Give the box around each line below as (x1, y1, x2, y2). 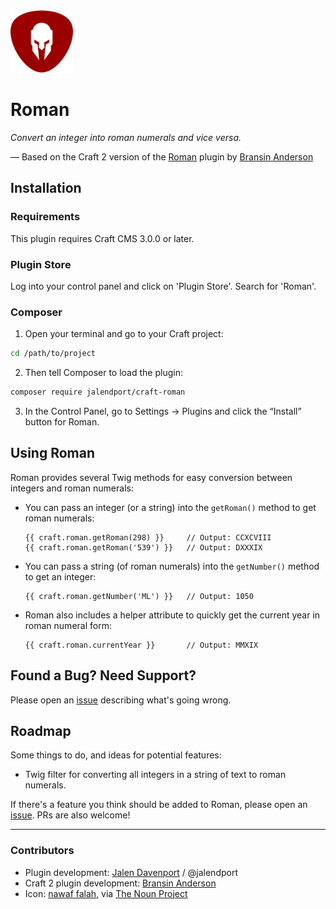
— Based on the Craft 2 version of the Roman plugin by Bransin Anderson (10, 150, 314, 163)
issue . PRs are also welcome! (10, 809, 131, 821)
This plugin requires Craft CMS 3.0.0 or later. (10, 232, 195, 244)
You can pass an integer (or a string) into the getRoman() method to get (24, 501, 317, 513)
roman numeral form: (24, 619, 112, 631)
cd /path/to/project (10, 349, 97, 359)
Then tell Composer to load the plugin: (24, 367, 183, 379)
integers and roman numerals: (10, 482, 134, 494)
